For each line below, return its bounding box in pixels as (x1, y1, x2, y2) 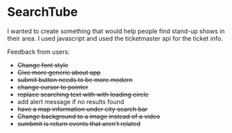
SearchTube (7, 4, 78, 20)
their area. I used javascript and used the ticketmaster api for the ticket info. (7, 34, 223, 42)
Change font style (17, 61, 69, 69)
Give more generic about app (17, 68, 101, 76)
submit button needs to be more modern (17, 75, 133, 83)
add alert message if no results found (17, 97, 125, 105)
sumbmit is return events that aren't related (17, 119, 141, 127)
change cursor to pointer (17, 83, 89, 91)
